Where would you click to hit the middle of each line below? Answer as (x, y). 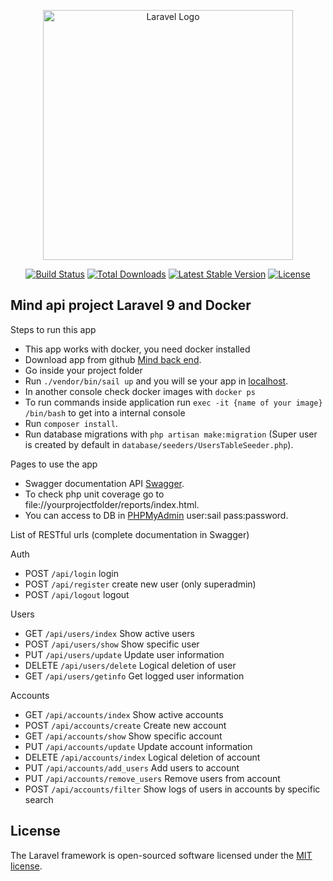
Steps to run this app (53, 329)
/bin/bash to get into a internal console (105, 412)
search (39, 799)
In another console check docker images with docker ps (140, 391)
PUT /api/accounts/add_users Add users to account (132, 767)
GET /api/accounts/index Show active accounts (124, 714)
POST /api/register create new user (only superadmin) (140, 584)
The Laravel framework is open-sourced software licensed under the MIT (161, 855)
